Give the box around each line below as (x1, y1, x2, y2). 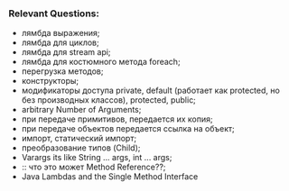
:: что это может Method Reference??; (21, 161, 166, 173)
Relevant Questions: (8, 7, 100, 20)
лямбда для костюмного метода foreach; (21, 57, 182, 68)
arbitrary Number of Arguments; (21, 105, 142, 115)
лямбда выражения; (21, 28, 100, 39)
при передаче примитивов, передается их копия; (21, 114, 213, 124)
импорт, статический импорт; (21, 133, 137, 144)
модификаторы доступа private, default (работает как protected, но (21, 85, 281, 96)
